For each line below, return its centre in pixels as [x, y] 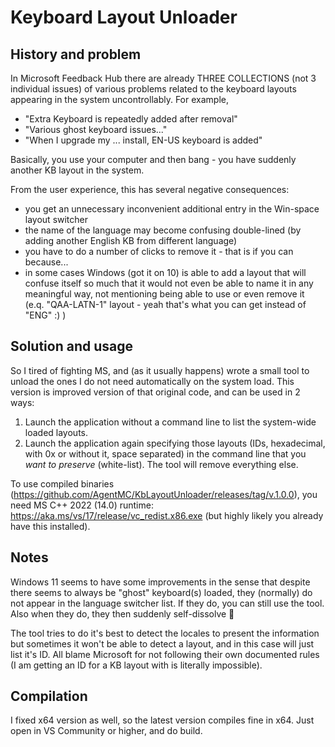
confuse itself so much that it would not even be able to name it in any [169, 283]
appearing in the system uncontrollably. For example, [119, 99]
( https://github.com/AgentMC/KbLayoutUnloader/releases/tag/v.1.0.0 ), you [164, 494]
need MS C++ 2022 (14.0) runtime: [82, 505]
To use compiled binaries [62, 483]
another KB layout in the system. [77, 170]
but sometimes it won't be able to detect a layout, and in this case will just [162, 643]
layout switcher [56, 219]
